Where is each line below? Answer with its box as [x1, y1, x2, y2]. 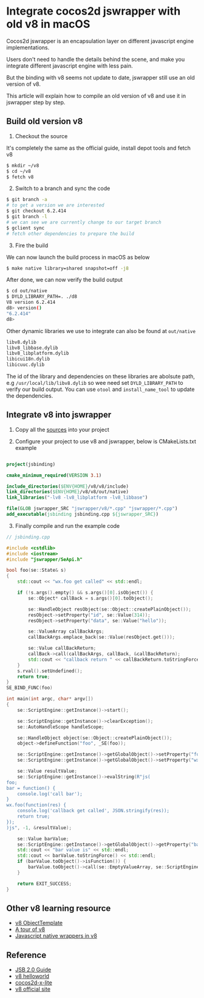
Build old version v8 [6, 116, 83, 127]
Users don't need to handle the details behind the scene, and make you [6, 55, 185, 63]
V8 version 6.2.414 [6, 300, 56, 306]
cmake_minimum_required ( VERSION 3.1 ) [6, 472, 102, 479]
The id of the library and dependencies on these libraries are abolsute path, [6, 373, 195, 380]
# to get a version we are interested [6, 202, 104, 208]
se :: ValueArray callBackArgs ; [28, 628, 104, 634]
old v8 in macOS [6, 17, 90, 31]
